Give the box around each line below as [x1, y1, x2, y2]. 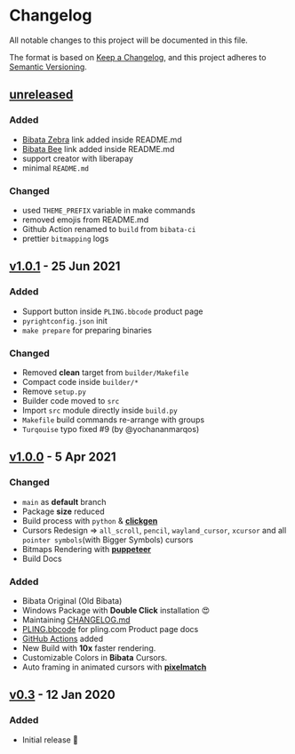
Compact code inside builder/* [21, 376, 140, 387]
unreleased [9, 87, 74, 102]
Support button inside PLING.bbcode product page [21, 306, 203, 317]
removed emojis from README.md [21, 214, 149, 225]
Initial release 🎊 [21, 734, 78, 745]
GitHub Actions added [21, 633, 104, 644]
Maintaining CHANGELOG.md [21, 614, 131, 625]
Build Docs [21, 553, 62, 564]
